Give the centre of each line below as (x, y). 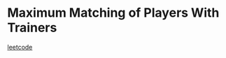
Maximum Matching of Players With (113, 13)
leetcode (20, 47)
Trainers (32, 28)
